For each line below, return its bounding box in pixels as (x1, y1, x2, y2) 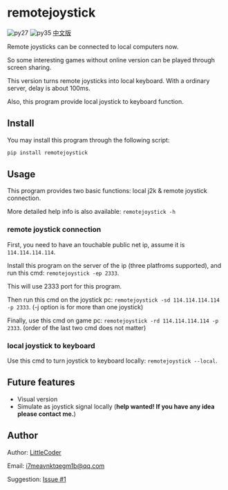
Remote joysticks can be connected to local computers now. (7, 42, 179, 51)
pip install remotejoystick (7, 149, 88, 156)
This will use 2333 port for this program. (7, 282, 122, 290)
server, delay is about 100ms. (7, 84, 91, 92)
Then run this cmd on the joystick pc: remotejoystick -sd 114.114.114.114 (7, 296, 220, 304)
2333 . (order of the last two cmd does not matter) (7, 323, 146, 332)
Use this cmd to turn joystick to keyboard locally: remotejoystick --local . (7, 356, 218, 365)
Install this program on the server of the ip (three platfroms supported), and (7, 261, 222, 269)
